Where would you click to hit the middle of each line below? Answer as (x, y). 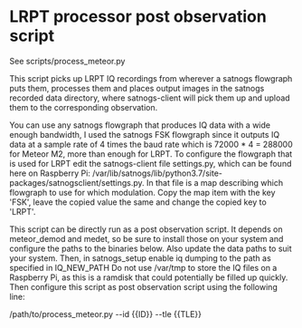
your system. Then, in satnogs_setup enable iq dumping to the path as (140, 258)
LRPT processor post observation (138, 17)
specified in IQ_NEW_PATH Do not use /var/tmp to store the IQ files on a (143, 267)
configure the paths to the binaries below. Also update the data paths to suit (151, 248)
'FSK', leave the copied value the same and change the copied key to (138, 202)
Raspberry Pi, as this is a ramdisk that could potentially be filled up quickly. (149, 277)
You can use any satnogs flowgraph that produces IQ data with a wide (140, 125)
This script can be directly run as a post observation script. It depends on (146, 229)
